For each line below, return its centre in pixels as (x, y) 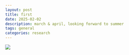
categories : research (28, 33)
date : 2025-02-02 (23, 19)
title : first (19, 14)
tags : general (20, 28)
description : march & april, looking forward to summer (64, 24)
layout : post (19, 10)
